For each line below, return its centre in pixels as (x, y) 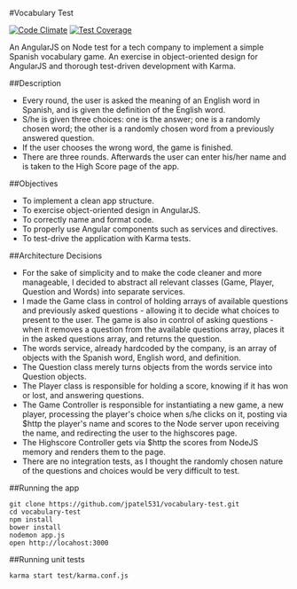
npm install (31, 520)
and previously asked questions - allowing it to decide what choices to (150, 310)
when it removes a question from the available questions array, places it (153, 329)
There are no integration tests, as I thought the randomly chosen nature (152, 461)
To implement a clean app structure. (88, 200)
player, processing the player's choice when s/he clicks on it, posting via (155, 414)
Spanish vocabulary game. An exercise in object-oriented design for (134, 56)
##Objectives (34, 184)
